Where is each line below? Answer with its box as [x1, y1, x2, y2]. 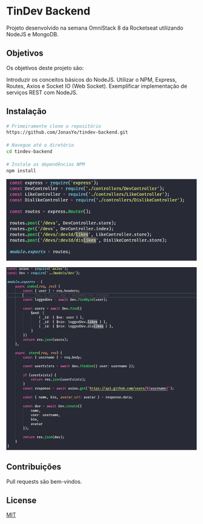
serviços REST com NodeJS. [6, 89, 78, 96]
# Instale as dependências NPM [6, 161, 85, 167]
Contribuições [6, 462, 62, 472]
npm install [6, 167, 36, 173]
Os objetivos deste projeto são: [6, 64, 84, 71]
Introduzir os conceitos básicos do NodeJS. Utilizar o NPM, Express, [6, 76, 177, 83]
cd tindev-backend [6, 149, 53, 155]
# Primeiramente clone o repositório [6, 123, 101, 129]
